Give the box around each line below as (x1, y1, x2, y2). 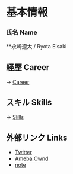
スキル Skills (6, 97, 52, 108)
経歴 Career (6, 62, 50, 72)
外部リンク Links (6, 132, 68, 142)
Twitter (14, 148, 33, 155)
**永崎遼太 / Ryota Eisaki (6, 43, 67, 50)
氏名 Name (6, 28, 37, 36)
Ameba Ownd (14, 155, 49, 162)
